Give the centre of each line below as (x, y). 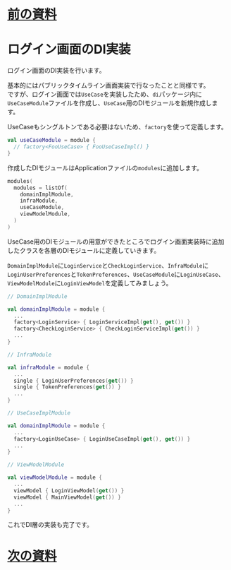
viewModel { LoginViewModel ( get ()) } (69, 491)
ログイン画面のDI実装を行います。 (56, 71)
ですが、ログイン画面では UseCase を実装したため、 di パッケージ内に (105, 94)
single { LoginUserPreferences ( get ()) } (74, 381)
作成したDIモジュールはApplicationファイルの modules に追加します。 (105, 167)
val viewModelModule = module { (55, 477)
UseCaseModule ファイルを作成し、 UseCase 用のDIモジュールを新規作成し (110, 103)
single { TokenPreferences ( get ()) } (67, 387)
